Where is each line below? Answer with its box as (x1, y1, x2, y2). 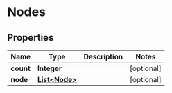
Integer (37, 63, 62, 73)
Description (83, 52, 123, 61)
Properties (7, 32, 54, 43)
